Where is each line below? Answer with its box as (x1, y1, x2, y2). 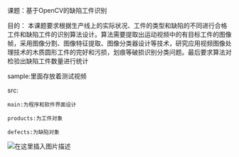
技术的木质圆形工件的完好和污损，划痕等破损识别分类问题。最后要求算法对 (13, 48, 232, 56)
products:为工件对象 (7, 115, 63, 122)
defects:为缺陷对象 (7, 129, 60, 136)
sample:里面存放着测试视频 (7, 72, 87, 80)
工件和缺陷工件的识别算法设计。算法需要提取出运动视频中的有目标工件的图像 (7, 31, 232, 38)
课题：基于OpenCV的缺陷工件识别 (7, 6, 107, 14)
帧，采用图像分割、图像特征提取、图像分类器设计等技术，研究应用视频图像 (7, 39, 225, 48)
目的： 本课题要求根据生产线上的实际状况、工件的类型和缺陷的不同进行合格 (7, 21, 228, 30)
